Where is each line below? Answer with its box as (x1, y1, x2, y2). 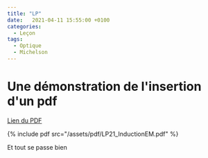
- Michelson (13, 49, 49, 56)
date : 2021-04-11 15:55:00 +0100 (7, 17, 110, 24)
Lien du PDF (7, 116, 42, 125)
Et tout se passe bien (7, 143, 67, 151)
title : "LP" (7, 10, 42, 17)
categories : (7, 23, 42, 30)
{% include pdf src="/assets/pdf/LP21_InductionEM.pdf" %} (7, 130, 179, 138)
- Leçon (13, 29, 36, 37)
